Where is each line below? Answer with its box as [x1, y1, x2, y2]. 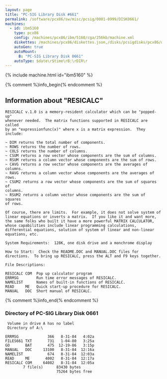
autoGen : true [14, 44, 43, 49]
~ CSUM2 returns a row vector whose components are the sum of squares [5, 179, 157, 185]
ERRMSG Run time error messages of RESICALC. [5, 276, 117, 281]
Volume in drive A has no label [7, 321, 75, 326]
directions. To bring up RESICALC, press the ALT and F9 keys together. [5, 254, 162, 259]
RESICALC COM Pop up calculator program [5, 271, 92, 276]
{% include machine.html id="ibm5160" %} [5, 72, 93, 78]
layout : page [5, 7, 32, 12]
